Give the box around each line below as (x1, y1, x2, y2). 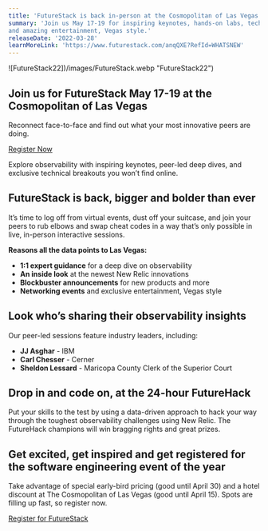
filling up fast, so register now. (8, 498, 108, 508)
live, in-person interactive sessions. (8, 230, 125, 239)
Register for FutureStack (8, 513, 89, 524)
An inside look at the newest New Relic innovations (19, 269, 190, 278)
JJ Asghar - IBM (19, 345, 75, 356)
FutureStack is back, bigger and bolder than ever (8, 191, 256, 205)
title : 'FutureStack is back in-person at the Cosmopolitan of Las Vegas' (8, 11, 262, 20)
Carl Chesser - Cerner (19, 354, 95, 364)
